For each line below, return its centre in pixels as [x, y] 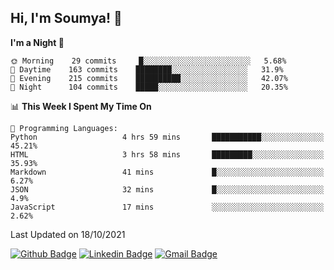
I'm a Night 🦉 [37, 42]
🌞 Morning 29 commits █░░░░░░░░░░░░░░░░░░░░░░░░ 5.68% [148, 61]
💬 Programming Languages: [64, 128]
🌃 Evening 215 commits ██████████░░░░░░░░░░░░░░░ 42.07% [149, 78]
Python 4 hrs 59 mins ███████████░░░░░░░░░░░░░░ [167, 137]
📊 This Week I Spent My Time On [81, 106]
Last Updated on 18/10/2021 [68, 234]
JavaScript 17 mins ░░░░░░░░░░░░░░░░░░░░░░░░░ [167, 207]
